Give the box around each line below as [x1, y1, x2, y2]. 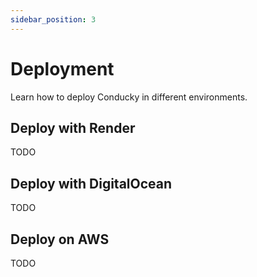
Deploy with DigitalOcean [10, 175, 173, 192]
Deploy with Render [10, 119, 136, 136]
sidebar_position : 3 [10, 14, 97, 25]
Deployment [10, 57, 115, 80]
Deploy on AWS [10, 231, 110, 248]
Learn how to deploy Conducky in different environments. [10, 91, 248, 103]
